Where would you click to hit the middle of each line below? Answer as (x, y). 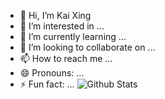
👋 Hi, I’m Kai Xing (55, 15)
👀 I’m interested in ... (62, 26)
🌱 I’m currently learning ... (73, 36)
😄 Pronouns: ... (52, 73)
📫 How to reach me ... (66, 58)
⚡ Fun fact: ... (47, 84)
